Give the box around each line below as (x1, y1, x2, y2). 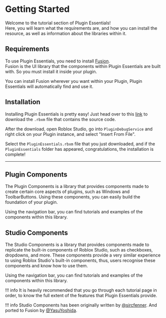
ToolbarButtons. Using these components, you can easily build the (5, 194, 141, 200)
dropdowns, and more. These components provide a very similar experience (5, 252, 161, 258)
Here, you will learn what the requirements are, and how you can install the (5, 25, 158, 31)
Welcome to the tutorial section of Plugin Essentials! (5, 20, 111, 26)
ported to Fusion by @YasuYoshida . (5, 308, 78, 314)
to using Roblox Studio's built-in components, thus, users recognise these (5, 257, 156, 263)
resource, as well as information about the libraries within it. (5, 30, 127, 36)
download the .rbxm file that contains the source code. (5, 116, 116, 122)
